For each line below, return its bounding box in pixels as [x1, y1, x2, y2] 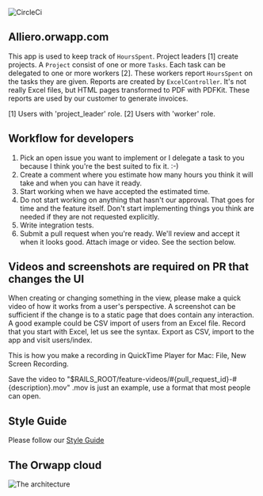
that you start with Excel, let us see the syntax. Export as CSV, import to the [8, 327, 255, 337]
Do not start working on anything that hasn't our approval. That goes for [19, 195, 255, 204]
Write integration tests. [19, 220, 94, 230]
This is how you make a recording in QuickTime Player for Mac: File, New [8, 351, 247, 361]
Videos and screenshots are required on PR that [8, 260, 250, 273]
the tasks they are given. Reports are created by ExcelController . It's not [8, 76, 247, 86]
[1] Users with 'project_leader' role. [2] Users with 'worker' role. [8, 109, 216, 118]
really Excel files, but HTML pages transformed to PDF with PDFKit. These [8, 85, 250, 94]
